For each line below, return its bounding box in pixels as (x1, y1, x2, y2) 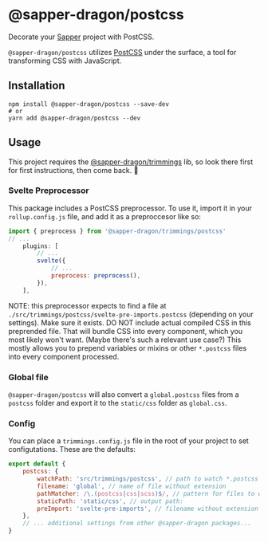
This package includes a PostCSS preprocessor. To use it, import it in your (8, 203, 253, 213)
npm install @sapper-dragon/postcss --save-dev (8, 100, 170, 108)
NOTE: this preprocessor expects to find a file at (8, 300, 167, 310)
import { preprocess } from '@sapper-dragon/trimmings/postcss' (8, 227, 227, 235)
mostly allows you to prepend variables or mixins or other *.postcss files (8, 343, 247, 352)
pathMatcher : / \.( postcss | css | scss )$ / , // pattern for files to (37, 489, 255, 497)
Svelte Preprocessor (8, 185, 89, 196)
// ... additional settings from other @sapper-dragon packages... (22, 520, 251, 528)
